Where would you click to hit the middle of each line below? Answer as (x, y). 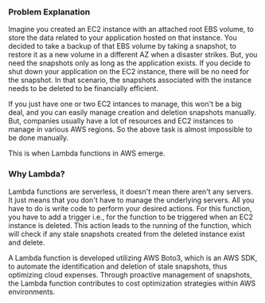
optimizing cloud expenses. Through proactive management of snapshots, (130, 274)
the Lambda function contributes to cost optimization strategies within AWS (132, 283)
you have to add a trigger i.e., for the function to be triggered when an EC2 (131, 217)
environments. (32, 291)
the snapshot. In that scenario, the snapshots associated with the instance (130, 80)
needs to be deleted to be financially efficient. (84, 89)
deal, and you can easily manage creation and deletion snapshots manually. (132, 112)
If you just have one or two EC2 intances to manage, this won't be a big (125, 104)
